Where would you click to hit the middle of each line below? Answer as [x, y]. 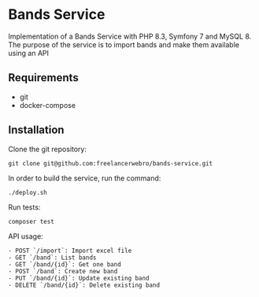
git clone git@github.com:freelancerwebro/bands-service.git [111, 163]
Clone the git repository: [48, 149]
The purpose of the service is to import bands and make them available [124, 44]
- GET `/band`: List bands [52, 258]
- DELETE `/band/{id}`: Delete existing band [84, 285]
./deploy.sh [28, 192]
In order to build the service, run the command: [85, 178]
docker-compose [48, 105]
